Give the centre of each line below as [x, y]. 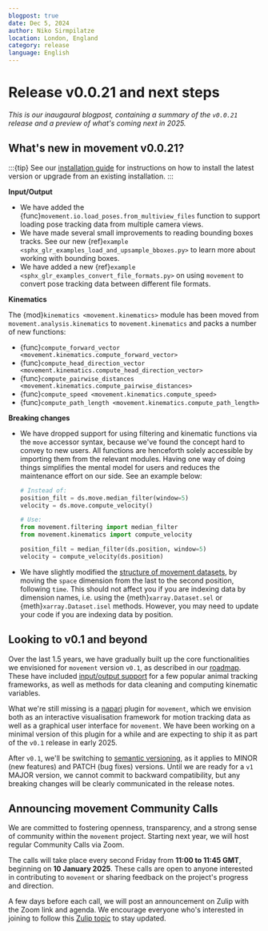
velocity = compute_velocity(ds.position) [92, 556]
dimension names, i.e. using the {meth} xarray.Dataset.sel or [121, 597]
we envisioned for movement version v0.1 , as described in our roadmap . [125, 667]
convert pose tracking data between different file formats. [115, 283]
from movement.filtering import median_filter [99, 528]
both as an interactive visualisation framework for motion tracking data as [129, 716]
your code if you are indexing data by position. [96, 614]
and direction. [31, 886]
